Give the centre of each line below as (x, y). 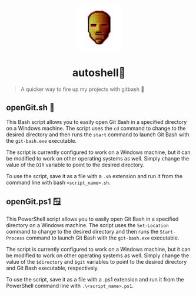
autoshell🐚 (99, 73)
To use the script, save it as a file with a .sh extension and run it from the (94, 176)
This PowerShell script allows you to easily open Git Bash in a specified (92, 219)
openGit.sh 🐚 (30, 108)
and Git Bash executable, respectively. (52, 268)
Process (16, 238)
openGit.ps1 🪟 (33, 202)
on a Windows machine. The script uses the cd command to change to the (96, 128)
